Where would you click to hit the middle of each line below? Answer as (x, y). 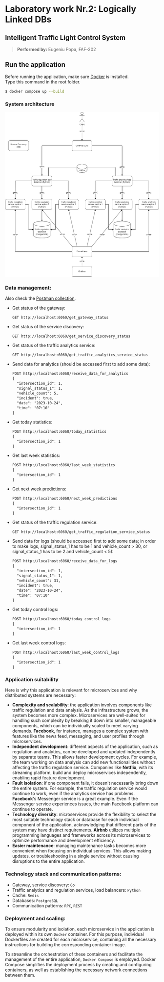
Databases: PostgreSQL (35, 900)
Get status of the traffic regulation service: (55, 522)
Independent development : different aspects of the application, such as (85, 746)
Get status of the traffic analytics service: (54, 345)
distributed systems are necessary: (41, 695)
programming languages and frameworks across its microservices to (81, 835)
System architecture (30, 104)
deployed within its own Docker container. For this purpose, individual (74, 934)
